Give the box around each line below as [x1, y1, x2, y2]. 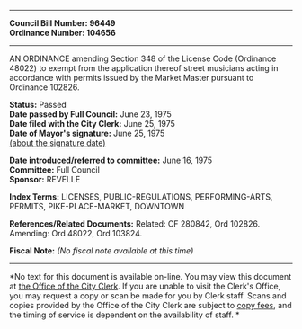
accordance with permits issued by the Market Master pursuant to [9, 73, 254, 83]
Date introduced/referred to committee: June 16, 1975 [9, 155, 213, 165]
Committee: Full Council [9, 164, 101, 175]
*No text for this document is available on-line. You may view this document [9, 271, 292, 281]
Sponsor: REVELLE [9, 174, 81, 184]
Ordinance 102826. [9, 82, 80, 93]
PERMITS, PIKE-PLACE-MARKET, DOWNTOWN [9, 201, 185, 211]
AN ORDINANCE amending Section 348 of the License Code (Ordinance [9, 53, 277, 64]
